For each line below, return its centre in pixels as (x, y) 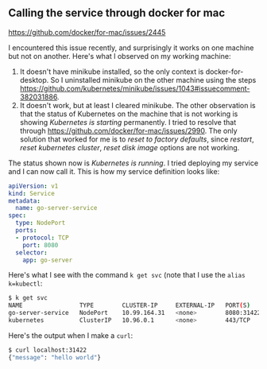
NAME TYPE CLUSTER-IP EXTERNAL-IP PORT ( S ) (129, 305)
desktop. (34, 80)
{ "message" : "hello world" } (55, 357)
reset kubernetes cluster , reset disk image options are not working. (130, 147)
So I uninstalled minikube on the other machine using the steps (153, 80)
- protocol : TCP (42, 238)
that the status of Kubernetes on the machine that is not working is (129, 114)
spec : (17, 216)
